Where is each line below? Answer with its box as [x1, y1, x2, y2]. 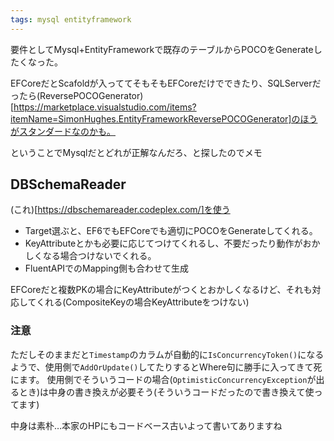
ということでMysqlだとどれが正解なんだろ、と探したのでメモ [10, 146, 263, 158]
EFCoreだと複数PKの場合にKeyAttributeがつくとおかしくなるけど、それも [10, 284, 313, 296]
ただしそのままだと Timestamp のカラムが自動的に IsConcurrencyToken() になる [10, 348, 325, 360]
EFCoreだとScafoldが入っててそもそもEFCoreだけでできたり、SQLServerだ [10, 77, 322, 89]
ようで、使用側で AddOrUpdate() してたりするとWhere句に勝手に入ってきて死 [10, 361, 323, 373]
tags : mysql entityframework [10, 14, 132, 25]
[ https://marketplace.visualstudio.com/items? [10, 101, 197, 113]
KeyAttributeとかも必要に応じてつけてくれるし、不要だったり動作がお [24, 237, 312, 250]
